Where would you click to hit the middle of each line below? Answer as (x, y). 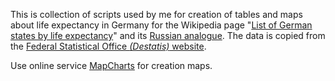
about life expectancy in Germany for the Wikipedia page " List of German (161, 25)
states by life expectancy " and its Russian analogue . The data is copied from (168, 35)
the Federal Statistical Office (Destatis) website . (108, 46)
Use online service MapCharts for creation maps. (111, 65)
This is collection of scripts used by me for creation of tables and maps (156, 14)
